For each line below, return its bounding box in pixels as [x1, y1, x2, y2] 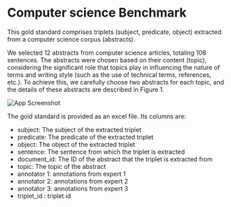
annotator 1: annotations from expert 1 [17, 170, 126, 178]
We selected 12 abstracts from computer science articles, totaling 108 [7, 48, 207, 57]
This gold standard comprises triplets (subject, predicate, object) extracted [7, 28, 222, 36]
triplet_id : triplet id [17, 192, 71, 200]
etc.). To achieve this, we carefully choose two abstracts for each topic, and [7, 78, 224, 86]
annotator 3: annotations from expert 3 [17, 184, 128, 192]
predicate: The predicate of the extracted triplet [17, 133, 154, 141]
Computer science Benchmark [7, 5, 187, 21]
